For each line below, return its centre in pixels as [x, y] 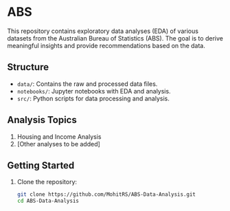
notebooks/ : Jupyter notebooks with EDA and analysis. [94, 91]
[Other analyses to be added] [59, 144]
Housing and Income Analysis [59, 136]
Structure [28, 67]
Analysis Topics [42, 120]
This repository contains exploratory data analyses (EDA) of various [103, 31]
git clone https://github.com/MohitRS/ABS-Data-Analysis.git [106, 195]
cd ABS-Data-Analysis [48, 201]
